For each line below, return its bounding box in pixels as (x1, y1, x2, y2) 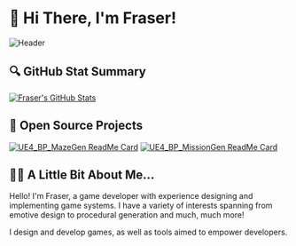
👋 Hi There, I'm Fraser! (9, 8, 177, 28)
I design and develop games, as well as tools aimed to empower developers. (9, 226, 288, 238)
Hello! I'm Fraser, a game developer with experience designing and (9, 191, 253, 202)
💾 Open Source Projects (9, 118, 144, 133)
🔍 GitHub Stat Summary (9, 64, 146, 79)
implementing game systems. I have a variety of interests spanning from (9, 200, 273, 211)
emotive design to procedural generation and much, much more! (9, 210, 245, 220)
